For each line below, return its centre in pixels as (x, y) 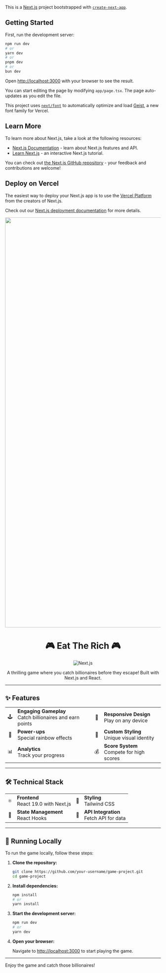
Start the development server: (44, 913)
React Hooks (32, 818)
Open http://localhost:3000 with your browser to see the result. (70, 81)
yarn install (26, 904)
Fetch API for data (105, 818)
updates (14, 96)
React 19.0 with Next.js (44, 804)
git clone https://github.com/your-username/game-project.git (78, 872)
